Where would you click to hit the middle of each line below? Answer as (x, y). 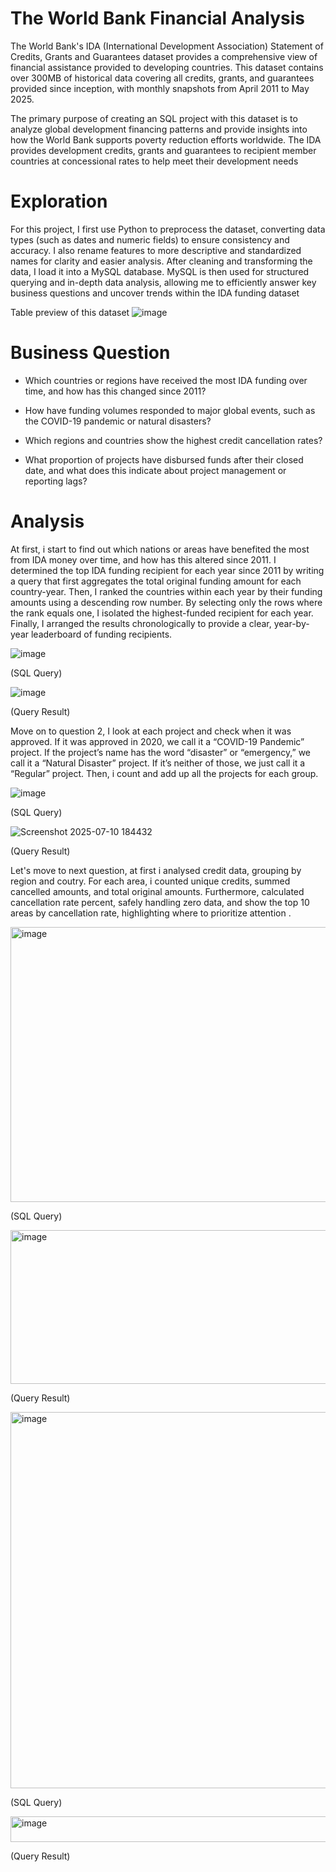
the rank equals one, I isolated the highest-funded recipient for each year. (162, 613)
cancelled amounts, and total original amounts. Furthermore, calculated (157, 891)
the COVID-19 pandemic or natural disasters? (118, 421)
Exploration (59, 201)
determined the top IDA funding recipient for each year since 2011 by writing (167, 570)
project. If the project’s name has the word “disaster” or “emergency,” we (161, 752)
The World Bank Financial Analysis (158, 18)
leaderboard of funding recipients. (101, 634)
